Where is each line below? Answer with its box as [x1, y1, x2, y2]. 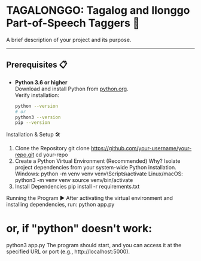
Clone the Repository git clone [14, 145, 90, 152]
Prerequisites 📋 [6, 60, 68, 70]
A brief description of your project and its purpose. [6, 36, 132, 43]
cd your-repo [35, 151, 68, 159]
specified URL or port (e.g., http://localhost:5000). [6, 248, 130, 255]
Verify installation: [14, 91, 60, 99]
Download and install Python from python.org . [14, 85, 129, 92]
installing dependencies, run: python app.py [6, 201, 115, 208]
